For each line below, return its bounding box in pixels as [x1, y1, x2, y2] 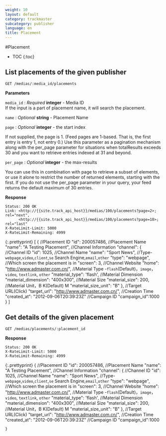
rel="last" [5, 221, 28, 226]
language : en [5, 26, 32, 31]
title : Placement [5, 30, 41, 35]
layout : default [5, 12, 39, 17]
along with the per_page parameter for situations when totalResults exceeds [5, 144, 162, 150]
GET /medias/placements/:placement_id [5, 326, 85, 331]
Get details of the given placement [5, 313, 114, 322]
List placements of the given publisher [5, 68, 127, 77]
